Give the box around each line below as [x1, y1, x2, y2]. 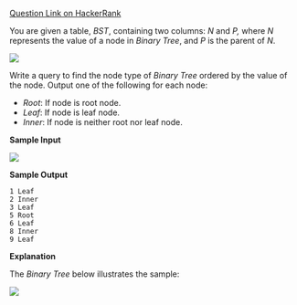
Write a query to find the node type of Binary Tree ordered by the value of [9, 70, 288, 80]
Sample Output [9, 169, 69, 180]
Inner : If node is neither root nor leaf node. [22, 117, 183, 127]
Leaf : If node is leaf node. [22, 107, 121, 118]
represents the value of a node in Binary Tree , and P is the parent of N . [9, 36, 276, 46]
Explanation [9, 251, 57, 261]
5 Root [9, 211, 35, 220]
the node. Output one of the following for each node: [9, 79, 208, 90]
